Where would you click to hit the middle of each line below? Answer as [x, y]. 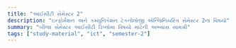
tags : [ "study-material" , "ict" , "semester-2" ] [79, 34]
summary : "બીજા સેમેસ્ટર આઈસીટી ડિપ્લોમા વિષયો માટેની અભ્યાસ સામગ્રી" [99, 27]
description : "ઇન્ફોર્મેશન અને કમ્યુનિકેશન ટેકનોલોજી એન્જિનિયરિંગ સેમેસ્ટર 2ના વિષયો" [119, 20]
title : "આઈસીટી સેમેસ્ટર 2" [45, 14]
